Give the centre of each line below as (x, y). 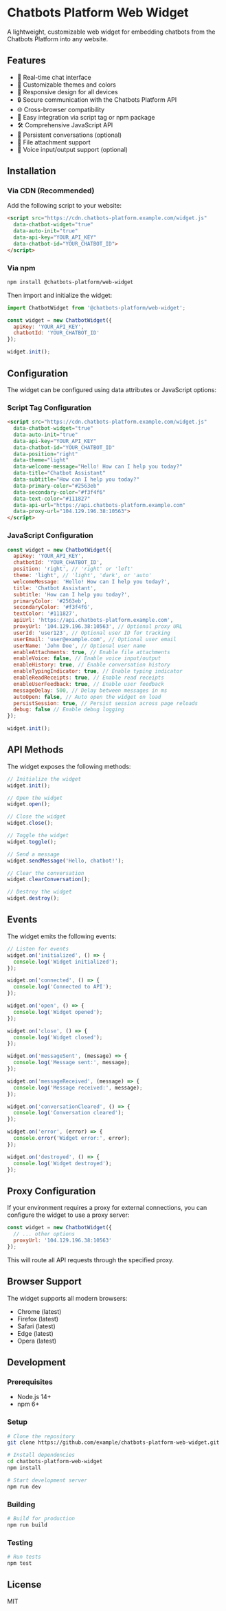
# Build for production (41, 1518)
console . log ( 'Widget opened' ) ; (58, 1012)
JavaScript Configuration (50, 536)
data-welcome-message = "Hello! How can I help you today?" (98, 467)
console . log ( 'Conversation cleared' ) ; (69, 1113)
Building (21, 1504)
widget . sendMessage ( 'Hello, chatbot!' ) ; (66, 861)
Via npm (21, 268)
